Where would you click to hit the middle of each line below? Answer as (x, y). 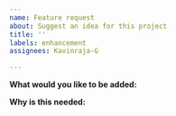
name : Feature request (52, 18)
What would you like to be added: (73, 85)
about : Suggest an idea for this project (88, 26)
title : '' (28, 34)
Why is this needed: (47, 102)
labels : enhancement (48, 43)
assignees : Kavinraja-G (54, 51)
